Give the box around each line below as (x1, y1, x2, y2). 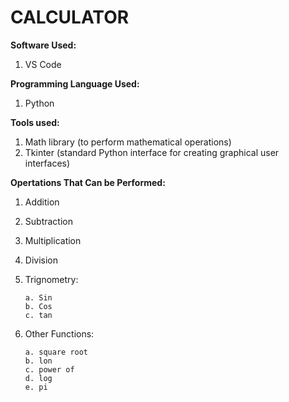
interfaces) (24, 157, 71, 169)
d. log (24, 373, 53, 383)
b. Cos (24, 301, 53, 311)
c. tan (24, 310, 53, 320)
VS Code (24, 58, 62, 70)
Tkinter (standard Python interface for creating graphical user (24, 146, 280, 158)
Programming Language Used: (10, 77, 140, 90)
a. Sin (24, 292, 53, 303)
